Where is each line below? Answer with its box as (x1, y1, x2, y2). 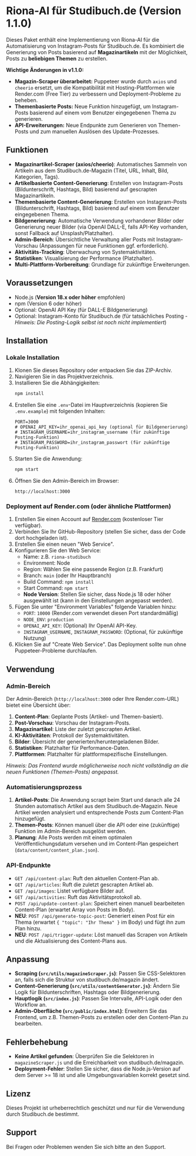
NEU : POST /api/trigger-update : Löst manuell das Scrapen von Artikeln (14, 931, 188, 938)
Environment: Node (23, 559, 70, 567)
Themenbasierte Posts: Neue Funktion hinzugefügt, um (14, 103, 151, 110)
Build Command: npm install (23, 578, 94, 585)
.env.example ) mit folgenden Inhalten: (14, 408, 106, 415)
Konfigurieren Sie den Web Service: (14, 547, 102, 554)
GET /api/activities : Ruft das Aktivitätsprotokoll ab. (14, 893, 142, 900)
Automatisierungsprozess (6, 783, 82, 791)
